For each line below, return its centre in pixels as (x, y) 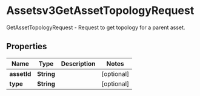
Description (78, 63)
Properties (27, 46)
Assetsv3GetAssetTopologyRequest (100, 11)
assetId (20, 74)
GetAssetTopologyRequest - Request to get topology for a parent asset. (96, 27)
